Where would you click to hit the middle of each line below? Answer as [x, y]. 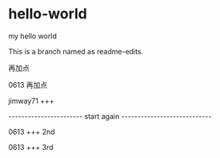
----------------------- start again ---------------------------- [110, 116]
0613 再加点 [28, 85]
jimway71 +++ [31, 101]
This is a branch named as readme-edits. [76, 51]
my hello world [33, 36]
